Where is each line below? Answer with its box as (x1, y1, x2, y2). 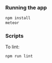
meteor (5, 20, 19, 25)
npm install (5, 16, 31, 21)
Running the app (5, 4, 47, 11)
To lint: (5, 44, 19, 50)
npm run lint (5, 54, 33, 59)
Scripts (5, 32, 24, 39)
